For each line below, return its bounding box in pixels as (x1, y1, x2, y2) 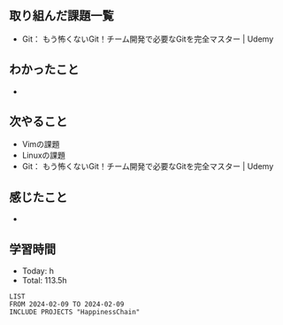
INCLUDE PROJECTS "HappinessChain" (9, 308, 141, 317)
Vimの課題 (21, 139, 60, 150)
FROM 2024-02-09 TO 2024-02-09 (9, 300, 125, 309)
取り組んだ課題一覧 (9, 8, 114, 24)
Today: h (21, 266, 55, 276)
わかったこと (9, 62, 80, 77)
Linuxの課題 (21, 150, 66, 161)
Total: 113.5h (21, 275, 68, 286)
